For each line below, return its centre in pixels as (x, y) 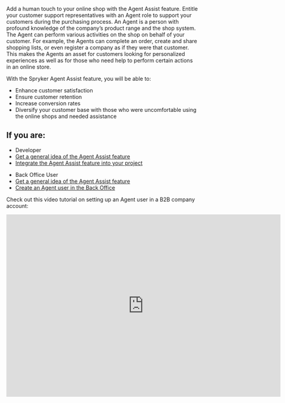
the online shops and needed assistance (66, 116)
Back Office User (37, 174)
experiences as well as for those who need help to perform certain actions (100, 60)
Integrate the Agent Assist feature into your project (79, 163)
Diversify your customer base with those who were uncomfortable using (106, 110)
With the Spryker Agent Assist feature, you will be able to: (79, 79)
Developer (28, 150)
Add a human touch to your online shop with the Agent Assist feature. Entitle (102, 9)
